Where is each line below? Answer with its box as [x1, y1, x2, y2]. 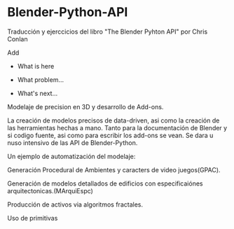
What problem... [17, 75, 64, 84]
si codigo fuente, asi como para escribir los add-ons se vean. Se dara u [7, 131, 214, 139]
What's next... [17, 89, 58, 97]
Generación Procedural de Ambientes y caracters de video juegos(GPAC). [7, 165, 221, 174]
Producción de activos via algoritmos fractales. [7, 200, 144, 209]
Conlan [7, 34, 28, 43]
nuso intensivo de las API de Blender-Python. [7, 138, 138, 147]
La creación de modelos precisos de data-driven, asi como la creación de [7, 116, 220, 125]
